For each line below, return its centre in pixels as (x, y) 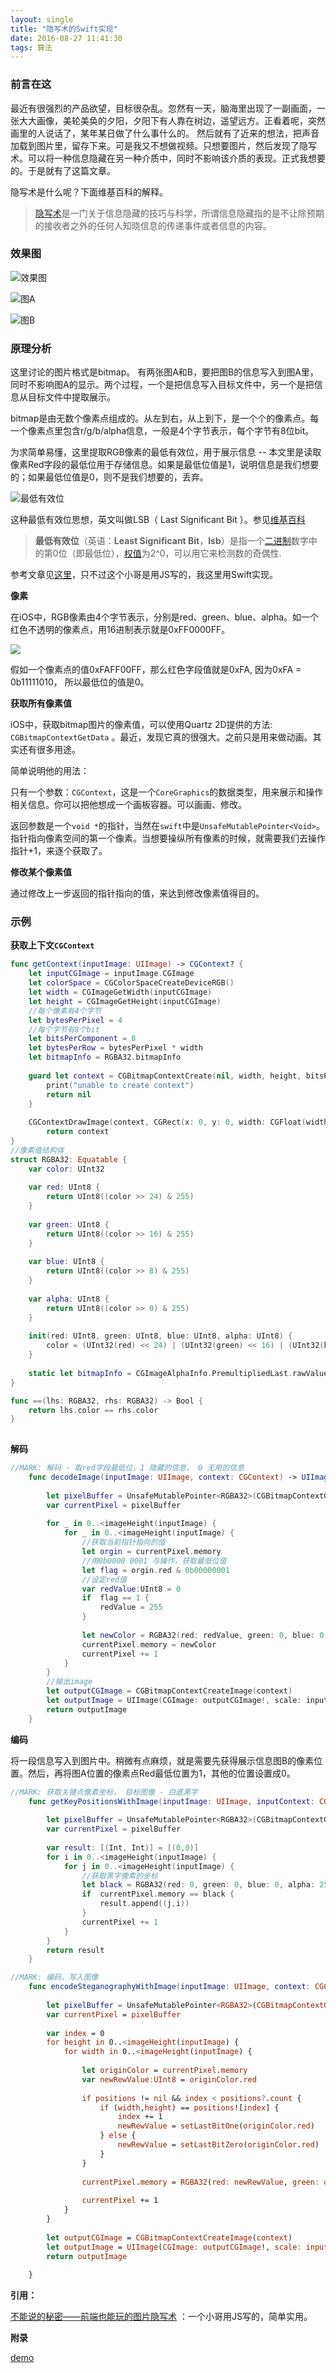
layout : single (42, 19)
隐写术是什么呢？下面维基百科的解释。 (89, 192)
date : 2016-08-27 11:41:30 (66, 38)
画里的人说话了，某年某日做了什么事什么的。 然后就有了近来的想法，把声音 (165, 133)
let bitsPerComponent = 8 (82, 1039)
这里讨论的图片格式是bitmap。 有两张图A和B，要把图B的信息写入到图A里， (164, 372)
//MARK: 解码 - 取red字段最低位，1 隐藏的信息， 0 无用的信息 (127, 1468)
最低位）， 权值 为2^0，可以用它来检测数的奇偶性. (183, 553)
